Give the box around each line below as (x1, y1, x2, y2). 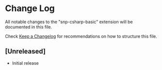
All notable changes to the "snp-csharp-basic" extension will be (5, 19, 133, 25)
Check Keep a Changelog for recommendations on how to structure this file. (5, 33, 158, 39)
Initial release (12, 60, 39, 66)
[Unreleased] (5, 47, 46, 56)
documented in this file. (5, 24, 52, 29)
